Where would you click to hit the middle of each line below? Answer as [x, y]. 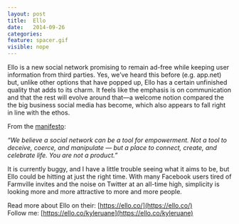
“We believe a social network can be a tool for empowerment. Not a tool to [117, 140]
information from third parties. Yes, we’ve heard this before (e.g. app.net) [115, 75]
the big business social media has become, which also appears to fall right [117, 105]
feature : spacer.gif [38, 41]
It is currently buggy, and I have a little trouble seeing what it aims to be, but [118, 169]
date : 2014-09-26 [36, 27]
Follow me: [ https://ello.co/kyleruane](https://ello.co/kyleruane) [100, 213]
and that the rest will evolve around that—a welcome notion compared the [116, 97]
